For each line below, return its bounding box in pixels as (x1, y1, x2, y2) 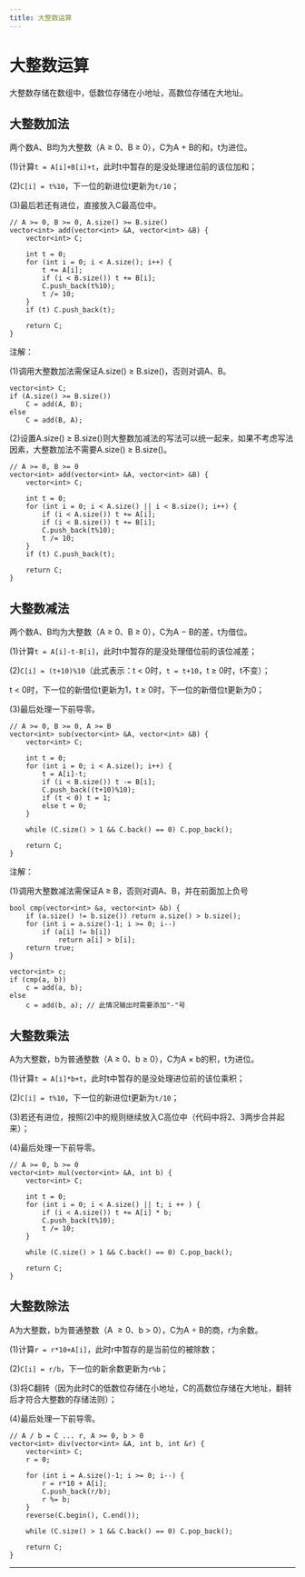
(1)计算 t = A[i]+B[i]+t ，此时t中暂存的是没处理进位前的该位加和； (9, 161, 257, 173)
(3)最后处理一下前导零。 (9, 704, 100, 714)
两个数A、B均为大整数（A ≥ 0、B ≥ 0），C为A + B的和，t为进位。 (9, 142, 252, 153)
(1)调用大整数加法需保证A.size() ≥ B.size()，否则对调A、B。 (9, 365, 231, 377)
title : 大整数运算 (9, 13, 73, 23)
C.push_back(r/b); (42, 1487, 112, 1496)
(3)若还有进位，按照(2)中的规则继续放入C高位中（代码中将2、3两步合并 (9, 1112, 278, 1123)
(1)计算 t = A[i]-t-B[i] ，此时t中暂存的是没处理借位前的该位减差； (9, 646, 257, 657)
